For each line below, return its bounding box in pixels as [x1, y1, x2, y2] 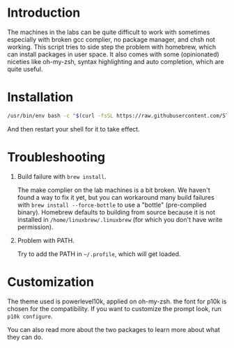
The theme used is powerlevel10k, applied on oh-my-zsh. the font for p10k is [7, 297, 227, 306]
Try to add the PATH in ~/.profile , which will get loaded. [17, 249, 181, 258]
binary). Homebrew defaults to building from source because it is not [17, 207, 216, 216]
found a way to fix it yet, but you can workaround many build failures [17, 193, 214, 201]
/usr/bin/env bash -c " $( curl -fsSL [7, 112, 114, 119]
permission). [17, 223, 54, 231]
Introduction [7, 5, 81, 21]
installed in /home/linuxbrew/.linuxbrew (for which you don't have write [17, 215, 223, 223]
